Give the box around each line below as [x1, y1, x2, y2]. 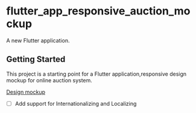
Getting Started [6, 54, 66, 64]
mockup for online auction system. [6, 76, 92, 84]
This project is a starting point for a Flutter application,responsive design [6, 70, 187, 78]
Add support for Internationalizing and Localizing [14, 100, 137, 107]
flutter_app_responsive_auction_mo [6, 4, 191, 18]
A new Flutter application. [6, 37, 70, 44]
